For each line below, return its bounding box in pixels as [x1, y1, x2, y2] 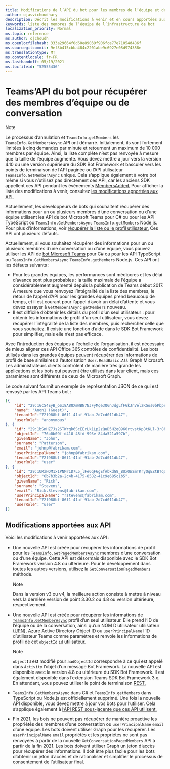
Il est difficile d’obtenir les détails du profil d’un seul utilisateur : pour [12, 309, 155, 315]
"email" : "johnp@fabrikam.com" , [14, 445, 82, 451]
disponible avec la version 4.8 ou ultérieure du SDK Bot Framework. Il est [12, 669, 165, 675]
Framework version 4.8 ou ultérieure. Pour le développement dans [12, 560, 151, 566]
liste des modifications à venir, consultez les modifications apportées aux [5, 188, 158, 195]
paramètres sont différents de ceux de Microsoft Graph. [5, 373, 121, 379]
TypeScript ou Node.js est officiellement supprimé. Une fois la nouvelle [12, 695, 161, 701]
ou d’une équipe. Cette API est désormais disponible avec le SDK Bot [12, 555, 157, 561]
